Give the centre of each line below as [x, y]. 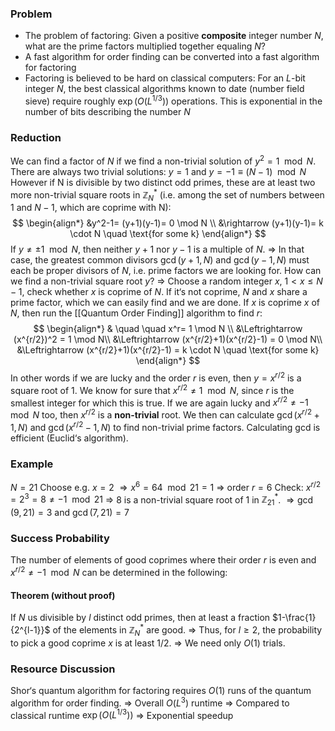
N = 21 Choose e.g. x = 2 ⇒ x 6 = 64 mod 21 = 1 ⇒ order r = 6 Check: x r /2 [166, 486]
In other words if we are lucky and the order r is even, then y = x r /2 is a [156, 377]
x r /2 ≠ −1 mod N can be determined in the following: [119, 571]
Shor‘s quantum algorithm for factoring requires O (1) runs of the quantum [161, 690]
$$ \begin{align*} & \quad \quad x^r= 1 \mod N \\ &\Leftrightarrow [168, 329]
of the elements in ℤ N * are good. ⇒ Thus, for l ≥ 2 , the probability [187, 630]
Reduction [36, 137]
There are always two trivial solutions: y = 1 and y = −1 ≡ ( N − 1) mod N [158, 171]
